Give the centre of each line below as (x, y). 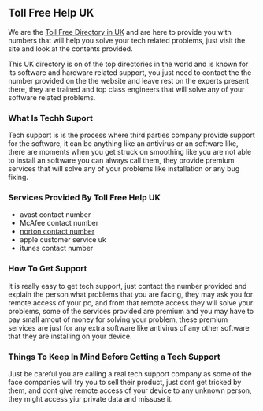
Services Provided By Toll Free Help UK (85, 198)
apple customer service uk (63, 240)
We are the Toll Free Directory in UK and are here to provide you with (120, 32)
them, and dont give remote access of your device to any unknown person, (130, 390)
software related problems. (52, 97)
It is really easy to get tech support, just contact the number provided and (128, 286)
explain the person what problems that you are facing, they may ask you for (131, 294)
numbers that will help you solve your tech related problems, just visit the (127, 40)
